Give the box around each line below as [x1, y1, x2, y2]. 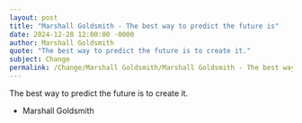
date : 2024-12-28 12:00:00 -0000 [9, 30, 135, 39]
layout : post [9, 13, 58, 22]
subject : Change [9, 55, 70, 64]
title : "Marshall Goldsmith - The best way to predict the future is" [9, 22, 280, 31]
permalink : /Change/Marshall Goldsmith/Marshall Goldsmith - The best [9, 64, 280, 73]
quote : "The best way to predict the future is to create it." [9, 47, 252, 56]
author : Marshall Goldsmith [9, 38, 115, 48]
